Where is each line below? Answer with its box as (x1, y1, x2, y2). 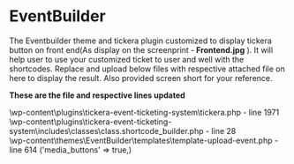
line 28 (211, 125, 237, 136)
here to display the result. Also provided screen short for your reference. (9, 72, 273, 83)
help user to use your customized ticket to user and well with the (9, 54, 245, 64)
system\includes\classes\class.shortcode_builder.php (9, 125, 205, 136)
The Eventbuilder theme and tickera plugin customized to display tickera (9, 35, 272, 46)
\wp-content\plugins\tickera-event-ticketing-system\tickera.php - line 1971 (9, 107, 280, 117)
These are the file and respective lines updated (9, 90, 185, 101)
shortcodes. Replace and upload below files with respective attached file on (9, 63, 285, 74)
